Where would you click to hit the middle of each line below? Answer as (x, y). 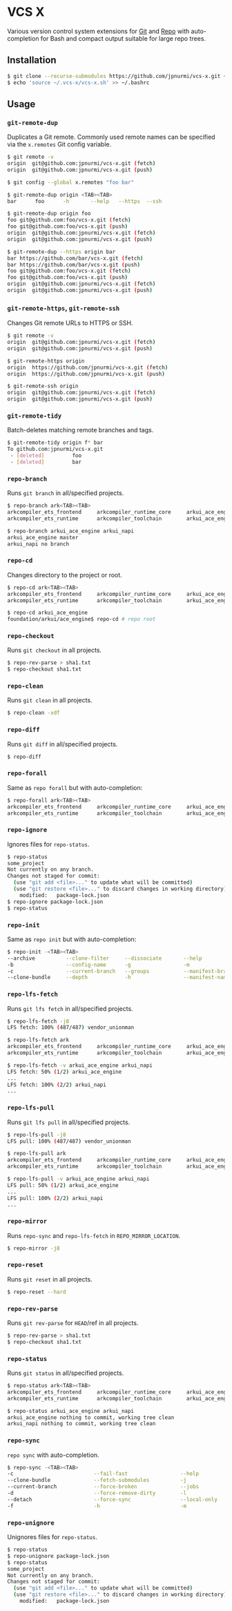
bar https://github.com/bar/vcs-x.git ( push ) (74, 264)
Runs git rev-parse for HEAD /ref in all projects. (73, 1323)
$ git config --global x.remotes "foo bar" (71, 182)
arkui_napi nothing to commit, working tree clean (81, 1424)
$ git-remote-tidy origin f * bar (55, 443)
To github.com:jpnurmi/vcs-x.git (55, 450)
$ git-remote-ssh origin (43, 386)
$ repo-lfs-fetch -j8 (38, 1021)
